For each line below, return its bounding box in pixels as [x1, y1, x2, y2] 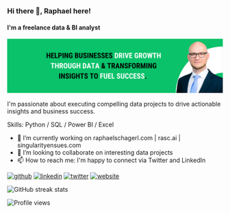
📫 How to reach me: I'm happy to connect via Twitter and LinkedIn [16, 156, 206, 164]
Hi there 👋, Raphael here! [7, 6, 91, 16]
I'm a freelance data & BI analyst [7, 23, 101, 32]
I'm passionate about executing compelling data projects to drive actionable [7, 100, 221, 109]
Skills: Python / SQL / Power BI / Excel [7, 120, 114, 129]
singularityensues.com [16, 141, 81, 150]
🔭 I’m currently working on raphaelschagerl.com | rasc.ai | [16, 134, 181, 142]
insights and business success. [7, 107, 96, 115]
